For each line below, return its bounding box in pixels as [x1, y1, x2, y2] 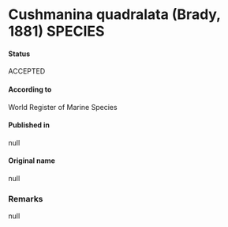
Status [8, 49, 31, 59]
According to [8, 85, 52, 94]
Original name [8, 156, 55, 165]
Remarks [8, 193, 43, 204]
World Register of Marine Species [8, 102, 118, 112]
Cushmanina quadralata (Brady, [8, 6, 221, 24]
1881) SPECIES [8, 22, 105, 40]
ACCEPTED [8, 66, 46, 76]
